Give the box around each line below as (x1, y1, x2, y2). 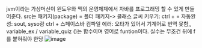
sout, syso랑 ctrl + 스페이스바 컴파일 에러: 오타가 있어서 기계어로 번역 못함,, (14, 20, 192, 27)
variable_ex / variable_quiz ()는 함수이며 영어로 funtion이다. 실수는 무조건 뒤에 (6, 28, 192, 35)
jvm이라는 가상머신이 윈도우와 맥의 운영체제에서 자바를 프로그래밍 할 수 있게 (6, 5, 184, 12)
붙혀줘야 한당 (12, 35, 44, 42)
